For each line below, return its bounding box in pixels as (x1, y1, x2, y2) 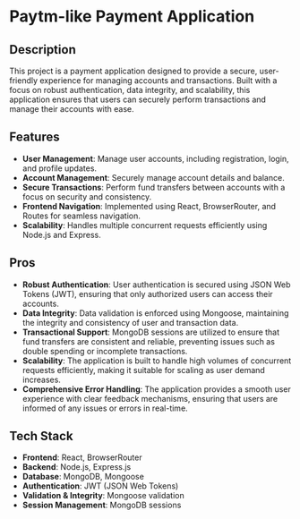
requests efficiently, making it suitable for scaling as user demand (21, 364, 266, 375)
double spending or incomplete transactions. (21, 345, 188, 356)
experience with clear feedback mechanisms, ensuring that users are (21, 393, 279, 404)
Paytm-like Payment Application (9, 6, 255, 27)
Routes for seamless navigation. (21, 210, 141, 221)
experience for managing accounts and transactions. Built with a (39, 75, 278, 86)
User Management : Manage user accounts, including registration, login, (21, 153, 289, 164)
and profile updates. (21, 163, 97, 174)
